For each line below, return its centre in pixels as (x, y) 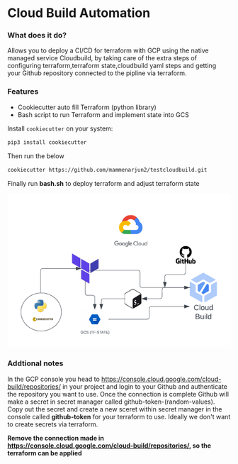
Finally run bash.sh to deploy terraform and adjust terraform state (103, 183)
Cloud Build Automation (79, 13)
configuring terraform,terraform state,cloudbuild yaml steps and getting (112, 66)
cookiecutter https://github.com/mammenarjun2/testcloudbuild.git (107, 170)
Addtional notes (35, 363)
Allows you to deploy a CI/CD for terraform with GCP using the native (108, 50)
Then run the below (36, 156)
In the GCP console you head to (54, 379)
